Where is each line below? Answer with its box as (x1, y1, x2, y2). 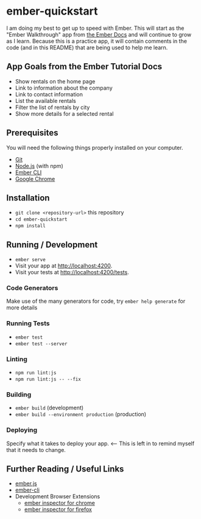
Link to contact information (15, 90, 83, 98)
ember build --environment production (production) (15, 411, 147, 418)
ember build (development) (15, 404, 84, 412)
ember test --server (15, 341, 68, 347)
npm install (15, 223, 46, 229)
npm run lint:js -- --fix (15, 376, 81, 383)
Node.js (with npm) (15, 162, 64, 169)
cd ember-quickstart (15, 216, 68, 223)
